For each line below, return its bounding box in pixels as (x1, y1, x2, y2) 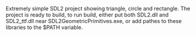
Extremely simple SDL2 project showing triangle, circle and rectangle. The (5, 5, 191, 12)
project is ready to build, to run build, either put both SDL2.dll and (5, 11, 169, 18)
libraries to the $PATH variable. (5, 24, 83, 31)
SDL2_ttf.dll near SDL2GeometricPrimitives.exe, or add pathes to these (5, 18, 182, 24)
